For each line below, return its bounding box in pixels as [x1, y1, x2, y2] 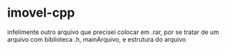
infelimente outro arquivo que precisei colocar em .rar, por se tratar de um [7, 28, 219, 36]
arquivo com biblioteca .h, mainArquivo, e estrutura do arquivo [7, 35, 186, 43]
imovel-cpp [7, 5, 75, 21]
